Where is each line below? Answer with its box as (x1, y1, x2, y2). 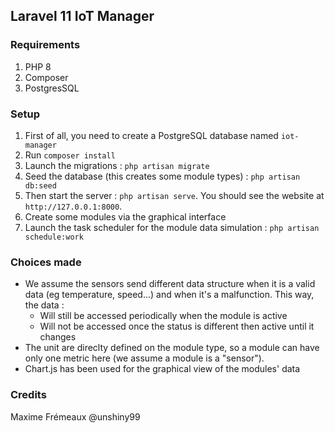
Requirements (10, 38, 81, 52)
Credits (10, 388, 47, 402)
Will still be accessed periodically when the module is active (39, 310, 288, 322)
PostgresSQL (24, 82, 80, 94)
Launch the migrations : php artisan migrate (24, 159, 210, 171)
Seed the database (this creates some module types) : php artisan (24, 170, 301, 182)
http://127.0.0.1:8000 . (24, 200, 123, 212)
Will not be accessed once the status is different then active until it (39, 320, 315, 333)
